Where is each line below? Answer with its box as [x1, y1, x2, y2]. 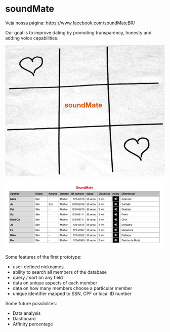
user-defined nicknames [12, 264, 64, 270]
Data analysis [12, 310, 41, 316]
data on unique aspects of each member [12, 280, 98, 286]
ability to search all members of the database [12, 269, 107, 275]
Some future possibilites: [5, 301, 57, 307]
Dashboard [12, 316, 36, 322]
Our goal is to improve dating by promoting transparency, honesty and [5, 29, 152, 35]
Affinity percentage [12, 321, 53, 327]
